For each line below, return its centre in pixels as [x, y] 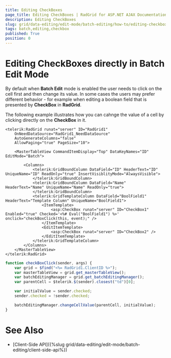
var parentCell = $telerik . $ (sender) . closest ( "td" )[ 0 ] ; [75, 282]
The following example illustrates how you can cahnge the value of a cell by [85, 115]
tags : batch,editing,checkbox [37, 29]
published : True [22, 34]
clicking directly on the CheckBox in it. [46, 120]
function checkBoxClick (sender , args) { [49, 263]
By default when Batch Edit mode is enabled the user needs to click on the [84, 88]
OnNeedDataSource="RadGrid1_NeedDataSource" [62, 134]
